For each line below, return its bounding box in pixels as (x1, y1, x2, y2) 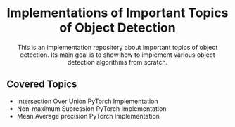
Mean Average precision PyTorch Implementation (16, 112, 160, 120)
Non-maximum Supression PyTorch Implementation (16, 104, 167, 113)
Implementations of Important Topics (6, 5, 229, 21)
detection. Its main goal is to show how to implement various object (20, 51, 215, 59)
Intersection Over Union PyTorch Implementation (16, 97, 159, 105)
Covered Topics (6, 79, 77, 91)
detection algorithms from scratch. (67, 58, 168, 66)
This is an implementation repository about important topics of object (17, 43, 218, 51)
